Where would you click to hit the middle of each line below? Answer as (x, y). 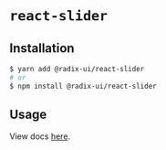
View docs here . (40, 136)
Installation (42, 48)
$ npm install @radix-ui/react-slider (83, 86)
